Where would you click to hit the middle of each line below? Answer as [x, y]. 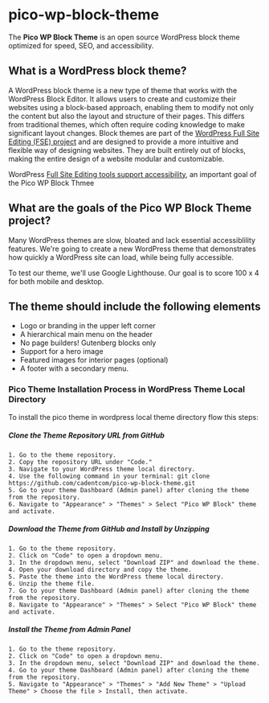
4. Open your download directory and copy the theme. [100, 569]
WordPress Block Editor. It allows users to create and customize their [122, 99]
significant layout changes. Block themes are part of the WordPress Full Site [134, 133]
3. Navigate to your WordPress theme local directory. [102, 469]
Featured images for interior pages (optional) [94, 360]
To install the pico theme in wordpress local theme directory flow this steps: [133, 417]
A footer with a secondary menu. [74, 368]
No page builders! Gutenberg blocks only [88, 343]
